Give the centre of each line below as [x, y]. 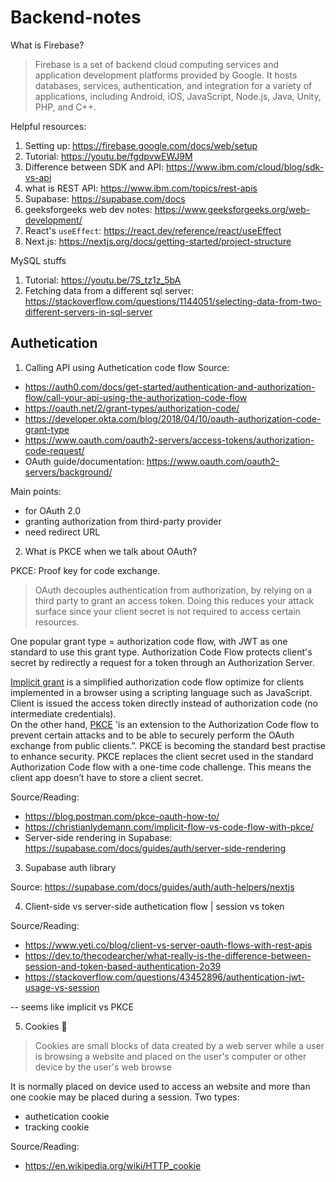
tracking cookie [57, 1127]
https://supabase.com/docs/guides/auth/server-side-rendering [155, 848]
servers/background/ [68, 472]
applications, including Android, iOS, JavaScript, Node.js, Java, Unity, [178, 96]
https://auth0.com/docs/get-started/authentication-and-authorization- [170, 387]
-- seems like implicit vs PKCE [72, 1007]
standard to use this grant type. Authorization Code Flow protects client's [161, 652]
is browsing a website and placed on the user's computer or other [170, 1056]
